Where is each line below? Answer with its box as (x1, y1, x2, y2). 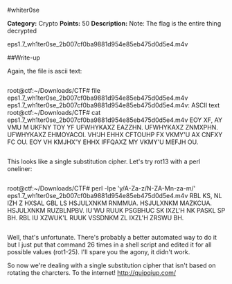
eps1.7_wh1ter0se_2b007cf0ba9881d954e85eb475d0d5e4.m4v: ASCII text (7, 101, 220, 109)
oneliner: (7, 165, 33, 172)
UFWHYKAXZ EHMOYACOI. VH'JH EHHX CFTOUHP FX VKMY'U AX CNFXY (7, 131, 223, 139)
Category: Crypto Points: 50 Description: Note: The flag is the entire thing (7, 19, 222, 27)
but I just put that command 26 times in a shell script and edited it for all (7, 240, 212, 249)
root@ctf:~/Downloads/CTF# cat (7, 109, 101, 116)
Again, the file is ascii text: (7, 67, 82, 75)
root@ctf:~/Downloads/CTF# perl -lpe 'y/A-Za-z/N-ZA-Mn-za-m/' (7, 184, 196, 193)
